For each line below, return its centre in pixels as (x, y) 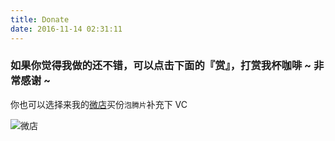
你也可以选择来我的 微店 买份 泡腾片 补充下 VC (99, 104)
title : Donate (40, 19)
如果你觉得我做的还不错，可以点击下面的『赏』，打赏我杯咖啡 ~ (161, 66)
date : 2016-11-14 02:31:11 (66, 29)
